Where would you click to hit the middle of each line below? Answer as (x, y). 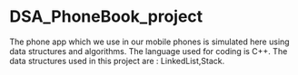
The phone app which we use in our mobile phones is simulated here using (149, 42)
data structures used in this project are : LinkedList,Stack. (117, 61)
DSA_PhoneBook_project (106, 17)
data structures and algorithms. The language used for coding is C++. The (149, 51)
